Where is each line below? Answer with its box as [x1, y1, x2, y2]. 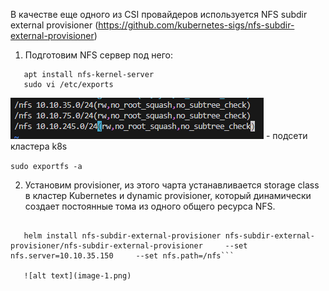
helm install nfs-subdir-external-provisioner [23, 231, 222, 241]
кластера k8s [10, 140, 68, 152]
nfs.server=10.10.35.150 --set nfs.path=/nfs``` [10, 251, 235, 261]
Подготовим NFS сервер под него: [24, 49, 173, 61]
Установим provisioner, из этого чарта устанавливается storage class [24, 179, 320, 191]
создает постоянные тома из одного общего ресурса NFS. [24, 200, 276, 212]
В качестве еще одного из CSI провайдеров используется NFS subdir [10, 9, 308, 20]
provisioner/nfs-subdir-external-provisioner [10, 241, 203, 251]
